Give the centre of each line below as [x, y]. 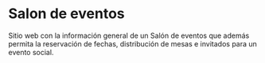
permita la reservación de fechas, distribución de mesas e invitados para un [132, 43]
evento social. [31, 52]
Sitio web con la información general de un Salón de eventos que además [129, 35]
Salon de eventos [66, 14]
